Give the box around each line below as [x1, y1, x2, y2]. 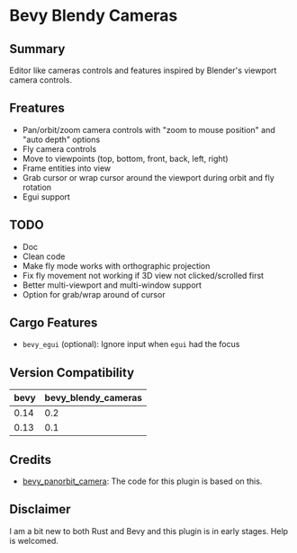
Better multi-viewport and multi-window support [22, 280, 202, 290]
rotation [22, 182, 52, 192]
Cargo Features [9, 316, 98, 331]
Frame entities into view [22, 163, 112, 174]
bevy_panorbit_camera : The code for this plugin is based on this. [22, 476, 263, 486]
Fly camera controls [22, 143, 97, 154]
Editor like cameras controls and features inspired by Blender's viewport [9, 65, 277, 76]
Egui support [22, 191, 70, 202]
